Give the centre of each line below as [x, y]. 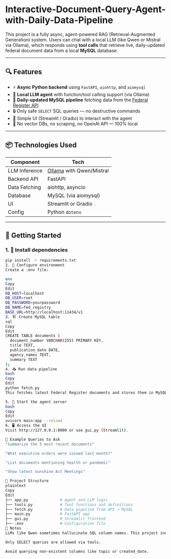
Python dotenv [64, 212]
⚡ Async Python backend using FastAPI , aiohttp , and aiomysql [79, 87]
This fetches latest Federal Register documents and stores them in [79, 393]
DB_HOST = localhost [25, 293]
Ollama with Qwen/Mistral [78, 171]
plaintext [16, 486]
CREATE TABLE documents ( [33, 336]
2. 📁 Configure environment [35, 265]
